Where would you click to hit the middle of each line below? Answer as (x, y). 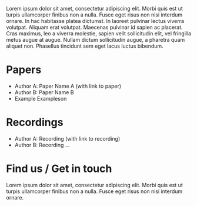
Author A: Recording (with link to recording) (67, 138)
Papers (24, 70)
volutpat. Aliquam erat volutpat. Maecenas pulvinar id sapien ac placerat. (95, 27)
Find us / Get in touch (59, 169)
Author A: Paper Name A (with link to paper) (68, 86)
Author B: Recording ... (42, 145)
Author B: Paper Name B (44, 92)
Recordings (35, 122)
